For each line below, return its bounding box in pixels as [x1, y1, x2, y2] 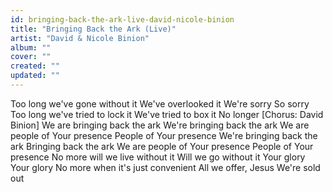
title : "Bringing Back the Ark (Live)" [10, 24, 177, 34]
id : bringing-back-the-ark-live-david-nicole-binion [10, 14, 235, 25]
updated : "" [10, 71, 60, 81]
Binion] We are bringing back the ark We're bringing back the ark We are [10, 119, 310, 131]
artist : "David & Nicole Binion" [10, 33, 150, 43]
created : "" [10, 61, 60, 71]
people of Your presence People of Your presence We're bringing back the [10, 129, 318, 141]
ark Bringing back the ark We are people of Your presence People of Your [10, 140, 314, 152]
